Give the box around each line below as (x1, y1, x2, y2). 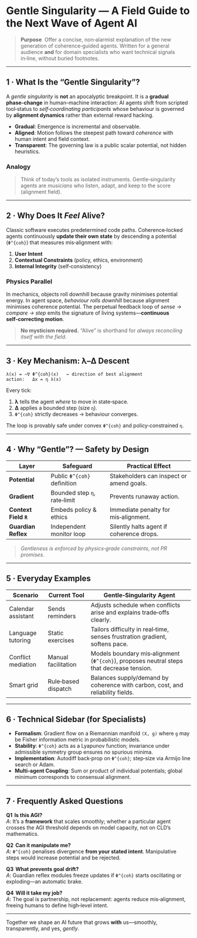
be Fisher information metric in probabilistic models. (14, 736, 141, 743)
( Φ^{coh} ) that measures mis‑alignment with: (6, 239, 113, 246)
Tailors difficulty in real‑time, (90, 625, 169, 633)
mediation (9, 660, 37, 669)
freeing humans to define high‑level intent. (6, 902, 108, 909)
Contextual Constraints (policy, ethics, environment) (14, 257, 143, 264)
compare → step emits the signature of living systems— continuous (6, 309, 169, 316)
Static (47, 629, 64, 637)
